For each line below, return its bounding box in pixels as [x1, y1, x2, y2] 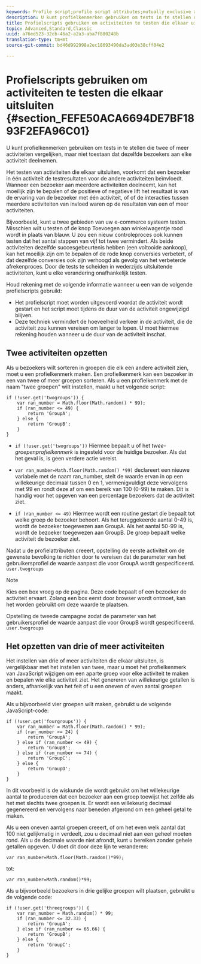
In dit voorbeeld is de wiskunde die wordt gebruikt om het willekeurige [6, 787, 179, 794]
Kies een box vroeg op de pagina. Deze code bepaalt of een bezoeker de [6, 588, 187, 595]
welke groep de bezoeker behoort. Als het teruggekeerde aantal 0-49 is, [14, 516, 194, 523]
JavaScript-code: [6, 707, 49, 714]
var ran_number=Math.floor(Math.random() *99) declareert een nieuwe [14, 466, 190, 474]
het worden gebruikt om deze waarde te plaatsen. [6, 601, 129, 608]
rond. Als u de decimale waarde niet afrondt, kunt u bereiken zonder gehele [6, 837, 193, 844]
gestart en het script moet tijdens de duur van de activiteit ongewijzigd [14, 305, 190, 312]
